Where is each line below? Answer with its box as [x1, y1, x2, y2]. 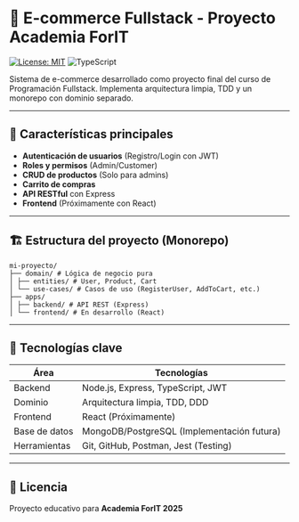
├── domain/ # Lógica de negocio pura [9, 269, 153, 278]
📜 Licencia [9, 479, 69, 494]
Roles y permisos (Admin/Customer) [21, 159, 158, 170]
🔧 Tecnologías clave [9, 340, 123, 355]
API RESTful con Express [21, 188, 116, 199]
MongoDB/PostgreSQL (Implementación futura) [81, 425, 281, 437]
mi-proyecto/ [9, 261, 58, 270]
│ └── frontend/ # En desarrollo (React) [9, 307, 166, 317]
